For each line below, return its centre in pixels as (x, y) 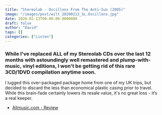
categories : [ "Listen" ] (29, 37)
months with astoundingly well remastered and (62, 60)
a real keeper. (19, 98)
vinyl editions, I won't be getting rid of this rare (79, 66)
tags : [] (14, 32)
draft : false (18, 23)
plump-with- (135, 60)
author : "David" (21, 28)
